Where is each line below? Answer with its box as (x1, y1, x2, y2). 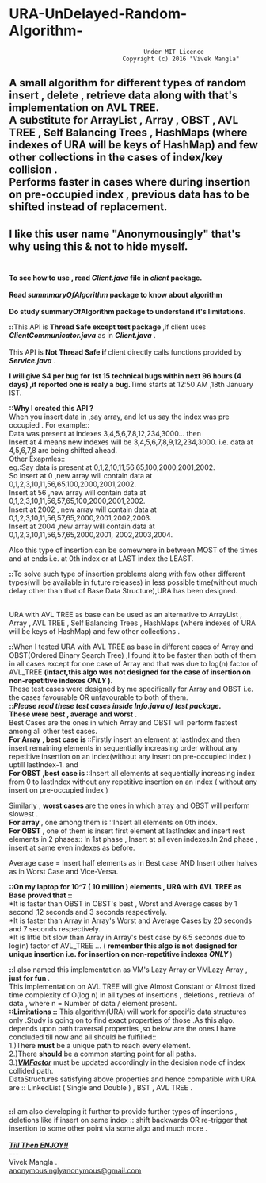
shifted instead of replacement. (9, 200, 168, 214)
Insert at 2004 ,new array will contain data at (9, 521, 155, 532)
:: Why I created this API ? (9, 404, 94, 413)
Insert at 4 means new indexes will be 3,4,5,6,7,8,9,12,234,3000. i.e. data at (9, 437, 253, 447)
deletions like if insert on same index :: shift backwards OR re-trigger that (9, 1116, 248, 1125)
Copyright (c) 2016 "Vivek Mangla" (122, 55, 240, 63)
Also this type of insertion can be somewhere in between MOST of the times (9, 545, 258, 555)
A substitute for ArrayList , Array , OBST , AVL (9, 113, 239, 127)
